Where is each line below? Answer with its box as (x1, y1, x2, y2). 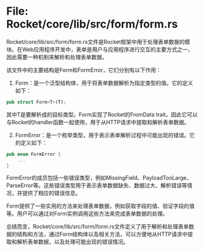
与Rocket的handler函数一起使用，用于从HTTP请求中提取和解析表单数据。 (6, 118, 190, 125)
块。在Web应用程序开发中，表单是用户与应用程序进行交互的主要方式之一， (6, 46, 193, 53)
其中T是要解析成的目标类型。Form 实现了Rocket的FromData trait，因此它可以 (6, 111, 198, 118)
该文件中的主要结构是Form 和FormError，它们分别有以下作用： (6, 66, 162, 74)
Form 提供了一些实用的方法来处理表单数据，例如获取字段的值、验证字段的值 (6, 202, 195, 210)
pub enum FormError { (6, 151, 61, 157)
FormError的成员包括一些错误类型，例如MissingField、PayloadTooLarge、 (6, 174, 192, 182)
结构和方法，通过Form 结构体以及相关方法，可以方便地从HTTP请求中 (16, 230, 188, 238)
